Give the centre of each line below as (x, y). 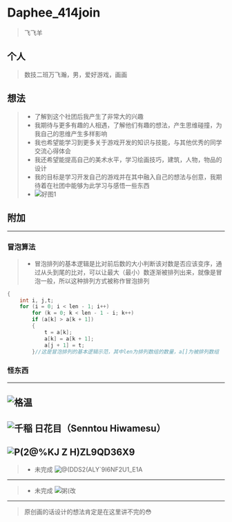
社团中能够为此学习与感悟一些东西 (101, 185)
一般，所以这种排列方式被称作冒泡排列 (95, 280)
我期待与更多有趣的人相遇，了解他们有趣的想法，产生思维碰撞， (125, 125)
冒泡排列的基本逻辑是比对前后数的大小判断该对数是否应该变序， (125, 263)
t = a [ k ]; (58, 332)
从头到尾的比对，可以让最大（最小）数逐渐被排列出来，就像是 (128, 272)
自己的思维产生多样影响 (74, 133)
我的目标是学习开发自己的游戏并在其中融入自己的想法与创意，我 (125, 177)
